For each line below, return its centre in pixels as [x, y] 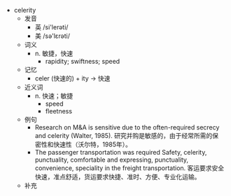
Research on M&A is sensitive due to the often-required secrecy [127, 127]
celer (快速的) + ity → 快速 [72, 78]
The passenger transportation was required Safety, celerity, [121, 152]
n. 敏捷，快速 [54, 53]
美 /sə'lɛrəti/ [52, 36]
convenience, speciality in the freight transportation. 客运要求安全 [129, 168]
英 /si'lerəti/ [51, 27]
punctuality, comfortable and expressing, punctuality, [112, 160]
